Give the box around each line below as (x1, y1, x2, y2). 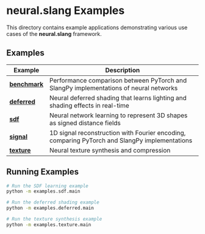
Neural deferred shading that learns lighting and (49, 94, 187, 102)
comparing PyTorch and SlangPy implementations (49, 136, 193, 145)
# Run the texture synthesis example (6, 216, 103, 222)
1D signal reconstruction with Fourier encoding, (49, 128, 186, 137)
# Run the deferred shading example (6, 199, 99, 205)
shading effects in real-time (49, 101, 129, 109)
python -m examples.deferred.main (6, 205, 95, 212)
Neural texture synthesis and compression (49, 146, 171, 154)
